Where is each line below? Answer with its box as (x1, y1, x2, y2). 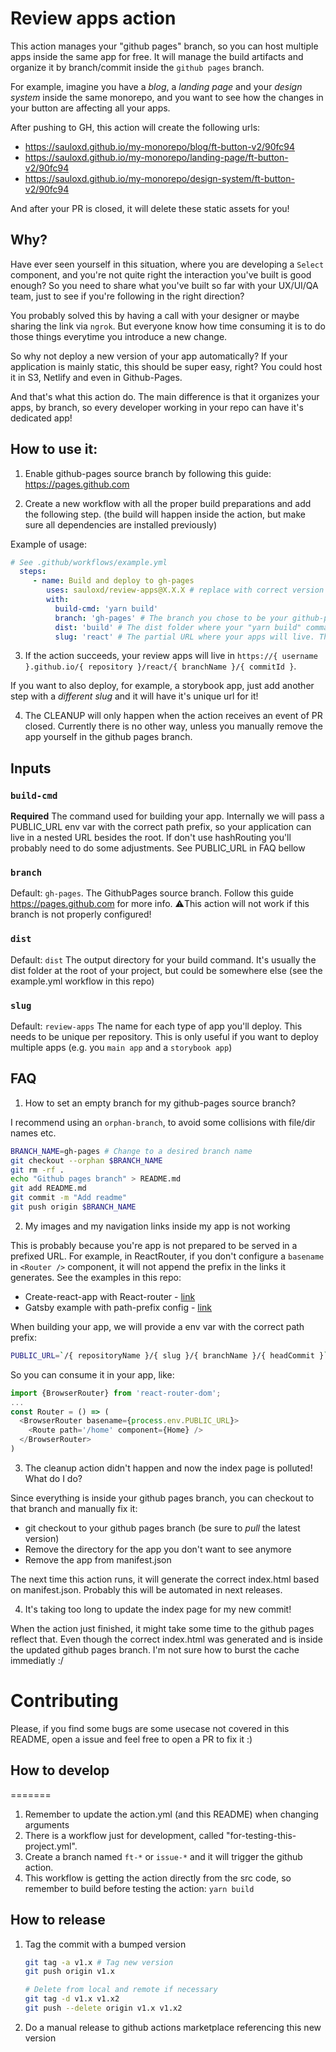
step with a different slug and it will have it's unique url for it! (10, 690, 259, 702)
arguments (24, 1818, 70, 1831)
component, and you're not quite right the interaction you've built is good (10, 268, 312, 281)
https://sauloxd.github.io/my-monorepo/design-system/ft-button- (24, 172, 295, 184)
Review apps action (10, 7, 177, 30)
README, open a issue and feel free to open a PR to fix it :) (10, 1733, 253, 1745)
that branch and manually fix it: (10, 1502, 138, 1514)
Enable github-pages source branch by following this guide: (24, 467, 272, 479)
